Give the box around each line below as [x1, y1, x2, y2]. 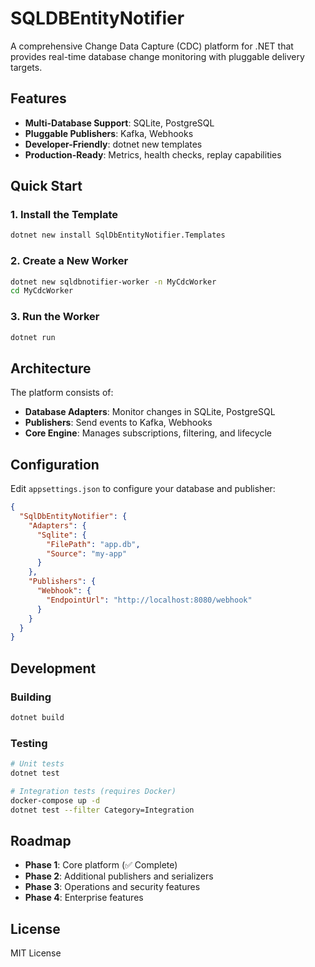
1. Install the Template [10, 208, 119, 222]
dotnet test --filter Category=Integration [10, 805, 195, 815]
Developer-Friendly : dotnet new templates [24, 138, 203, 150]
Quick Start [10, 178, 83, 195]
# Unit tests [10, 759, 65, 769]
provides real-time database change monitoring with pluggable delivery [10, 50, 305, 62]
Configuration [10, 456, 100, 473]
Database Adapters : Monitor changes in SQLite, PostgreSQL [24, 406, 276, 418]
